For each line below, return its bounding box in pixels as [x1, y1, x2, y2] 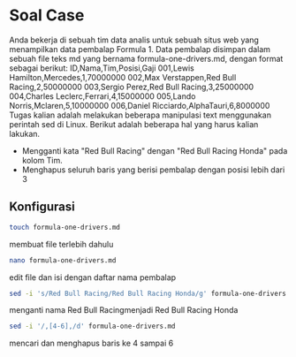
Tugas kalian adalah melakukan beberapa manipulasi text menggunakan [9, 110, 272, 120]
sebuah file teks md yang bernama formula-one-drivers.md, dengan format [9, 53, 284, 64]
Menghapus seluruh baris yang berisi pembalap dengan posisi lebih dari [21, 164, 285, 175]
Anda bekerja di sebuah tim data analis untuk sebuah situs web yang [9, 34, 259, 45]
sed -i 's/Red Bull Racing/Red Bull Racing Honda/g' [9, 289, 208, 298]
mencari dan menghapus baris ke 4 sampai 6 [9, 338, 174, 349]
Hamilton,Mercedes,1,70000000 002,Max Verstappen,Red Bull [9, 72, 237, 82]
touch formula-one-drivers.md [9, 223, 121, 232]
